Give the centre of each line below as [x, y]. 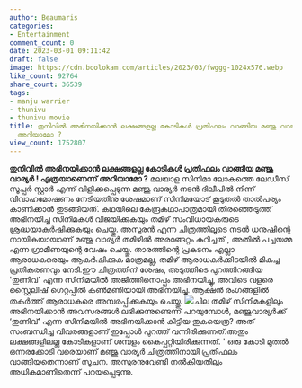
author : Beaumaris [44, 18]
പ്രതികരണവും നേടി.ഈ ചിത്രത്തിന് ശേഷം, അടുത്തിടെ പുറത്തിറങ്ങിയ [136, 269]
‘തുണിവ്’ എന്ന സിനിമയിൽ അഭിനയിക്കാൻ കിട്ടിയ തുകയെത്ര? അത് [132, 321]
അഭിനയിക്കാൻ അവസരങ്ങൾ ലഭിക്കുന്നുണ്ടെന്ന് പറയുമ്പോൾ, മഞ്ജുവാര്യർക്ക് [148, 311]
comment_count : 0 [42, 43]
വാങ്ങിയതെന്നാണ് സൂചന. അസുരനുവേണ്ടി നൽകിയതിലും [116, 361]
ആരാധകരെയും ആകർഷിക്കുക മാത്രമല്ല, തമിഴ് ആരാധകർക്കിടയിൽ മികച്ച [145, 259]
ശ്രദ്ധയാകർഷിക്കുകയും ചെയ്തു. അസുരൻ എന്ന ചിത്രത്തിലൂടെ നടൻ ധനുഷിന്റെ [150, 229]
